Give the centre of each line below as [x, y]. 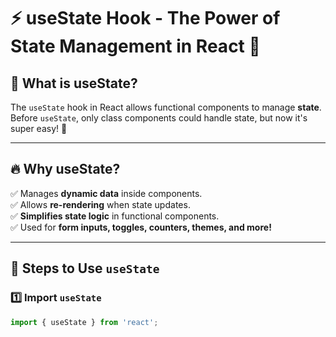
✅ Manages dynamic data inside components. [106, 193]
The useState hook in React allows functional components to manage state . [166, 107]
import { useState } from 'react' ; [84, 322]
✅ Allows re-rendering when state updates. [100, 204]
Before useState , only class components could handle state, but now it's [159, 118]
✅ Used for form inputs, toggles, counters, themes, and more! [141, 227]
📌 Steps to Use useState [85, 268]
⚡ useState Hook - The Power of [145, 18]
